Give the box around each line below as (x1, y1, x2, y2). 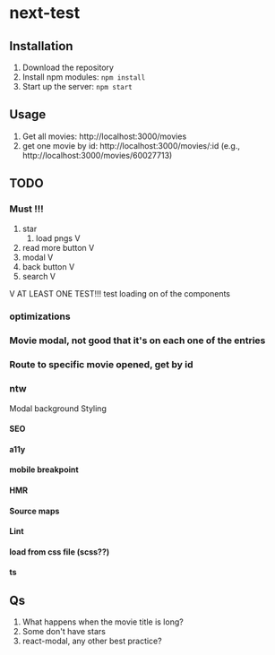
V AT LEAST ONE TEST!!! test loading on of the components (9, 288, 231, 298)
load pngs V (35, 232, 81, 244)
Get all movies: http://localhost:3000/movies (21, 131, 187, 142)
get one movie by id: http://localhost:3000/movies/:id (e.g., (21, 140, 240, 151)
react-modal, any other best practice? (21, 635, 163, 647)
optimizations (9, 310, 71, 323)
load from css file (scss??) (9, 546, 110, 557)
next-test (9, 3, 81, 23)
